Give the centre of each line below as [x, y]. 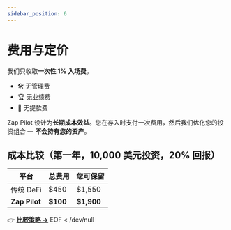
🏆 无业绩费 [34, 97]
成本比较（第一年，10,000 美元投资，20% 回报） [114, 155]
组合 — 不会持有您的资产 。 [52, 131]
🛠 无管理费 [33, 86]
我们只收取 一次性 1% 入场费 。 [50, 71]
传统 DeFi [26, 190]
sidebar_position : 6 [37, 14]
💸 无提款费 [32, 107]
